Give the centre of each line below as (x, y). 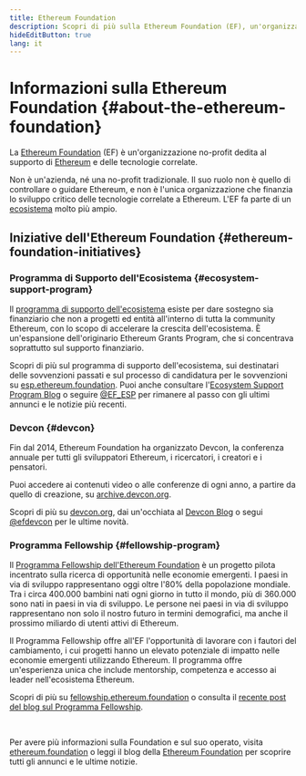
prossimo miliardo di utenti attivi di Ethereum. (94, 623)
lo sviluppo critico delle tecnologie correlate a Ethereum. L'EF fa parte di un (150, 199)
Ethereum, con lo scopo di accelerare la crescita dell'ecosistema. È (135, 328)
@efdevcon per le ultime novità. (69, 522)
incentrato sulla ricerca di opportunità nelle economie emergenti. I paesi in (149, 574)
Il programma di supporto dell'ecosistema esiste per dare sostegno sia (142, 309)
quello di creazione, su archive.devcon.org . (90, 494)
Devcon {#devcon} (52, 428)
